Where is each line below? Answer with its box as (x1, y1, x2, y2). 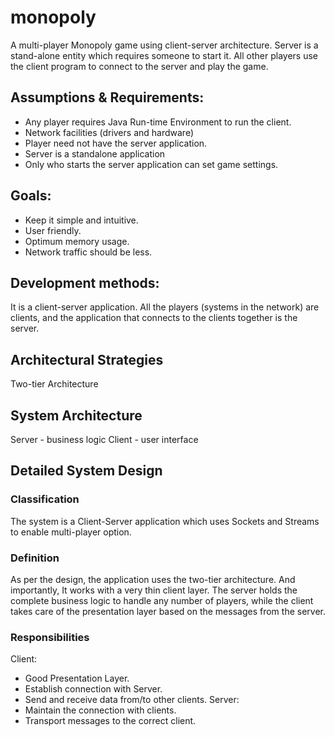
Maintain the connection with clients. (24, 704, 177, 716)
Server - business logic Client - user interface (10, 434, 199, 445)
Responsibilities (10, 630, 90, 644)
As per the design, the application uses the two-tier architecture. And (10, 573, 296, 585)
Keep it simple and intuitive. (24, 214, 139, 226)
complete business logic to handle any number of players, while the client (10, 594, 314, 606)
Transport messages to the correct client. (24, 715, 197, 727)
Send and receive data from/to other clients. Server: (24, 694, 240, 706)
